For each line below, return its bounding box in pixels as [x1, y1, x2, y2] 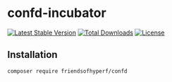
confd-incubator [7, 5, 107, 21]
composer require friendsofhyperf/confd [7, 67, 128, 75]
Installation [7, 49, 58, 61]
